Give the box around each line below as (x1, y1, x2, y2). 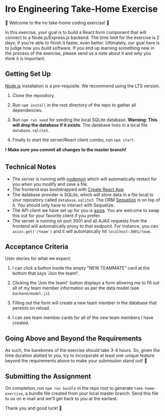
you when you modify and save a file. (12, 181, 89, 187)
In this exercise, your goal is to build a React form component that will (5, 29, 147, 35)
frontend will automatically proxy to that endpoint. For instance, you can (12, 223, 159, 229)
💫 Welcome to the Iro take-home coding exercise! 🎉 (5, 20, 110, 26)
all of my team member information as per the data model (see (12, 285, 139, 291)
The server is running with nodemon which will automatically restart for (12, 176, 157, 182)
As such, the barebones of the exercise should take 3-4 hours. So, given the (5, 347, 160, 353)
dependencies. (12, 107, 43, 113)
